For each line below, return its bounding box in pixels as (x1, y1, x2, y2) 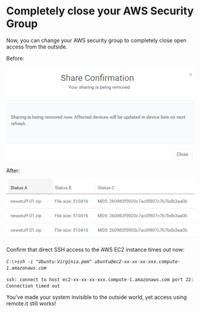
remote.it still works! (6, 299, 56, 307)
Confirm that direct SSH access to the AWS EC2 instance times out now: (6, 246, 185, 253)
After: (6, 166, 20, 174)
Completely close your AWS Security (6, 4, 194, 18)
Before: (6, 54, 25, 62)
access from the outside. (6, 43, 68, 50)
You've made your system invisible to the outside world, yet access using (6, 293, 187, 301)
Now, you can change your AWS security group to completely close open (6, 37, 187, 44)
